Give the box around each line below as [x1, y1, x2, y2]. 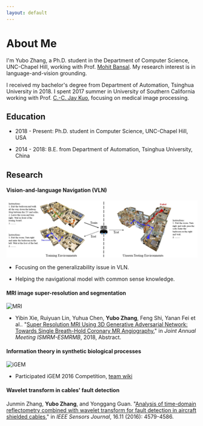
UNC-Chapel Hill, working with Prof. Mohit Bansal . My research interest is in [6, 63, 196, 70]
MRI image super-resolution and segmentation [6, 289, 126, 297]
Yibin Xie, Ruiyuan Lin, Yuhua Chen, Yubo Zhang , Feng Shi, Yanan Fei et [15, 315, 196, 322]
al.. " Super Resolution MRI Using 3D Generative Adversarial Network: [15, 321, 188, 328]
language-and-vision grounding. [6, 70, 87, 77]
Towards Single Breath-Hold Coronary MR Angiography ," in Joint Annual [15, 327, 196, 335]
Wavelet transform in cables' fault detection [6, 387, 120, 394]
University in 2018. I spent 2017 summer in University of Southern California [6, 88, 195, 95]
